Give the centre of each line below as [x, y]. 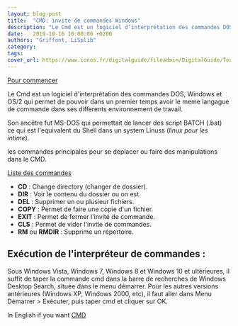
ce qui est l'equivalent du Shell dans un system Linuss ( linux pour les [108, 130]
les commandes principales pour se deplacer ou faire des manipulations [113, 151]
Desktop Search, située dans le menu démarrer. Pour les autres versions [113, 286]
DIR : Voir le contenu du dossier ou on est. [79, 194]
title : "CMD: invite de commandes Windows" [74, 21]
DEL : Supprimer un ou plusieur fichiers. [76, 201]
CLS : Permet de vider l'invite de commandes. [85, 224]
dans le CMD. [27, 159]
